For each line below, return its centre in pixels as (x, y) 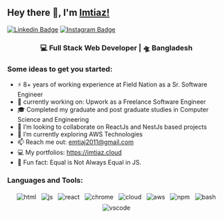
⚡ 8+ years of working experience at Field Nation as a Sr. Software (112, 84)
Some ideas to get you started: (60, 69)
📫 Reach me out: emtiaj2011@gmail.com (75, 142)
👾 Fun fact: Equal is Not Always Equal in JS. (79, 163)
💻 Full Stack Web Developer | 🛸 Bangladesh (116, 48)
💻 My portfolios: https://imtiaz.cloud (70, 152)
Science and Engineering (53, 120)
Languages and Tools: (45, 180)
